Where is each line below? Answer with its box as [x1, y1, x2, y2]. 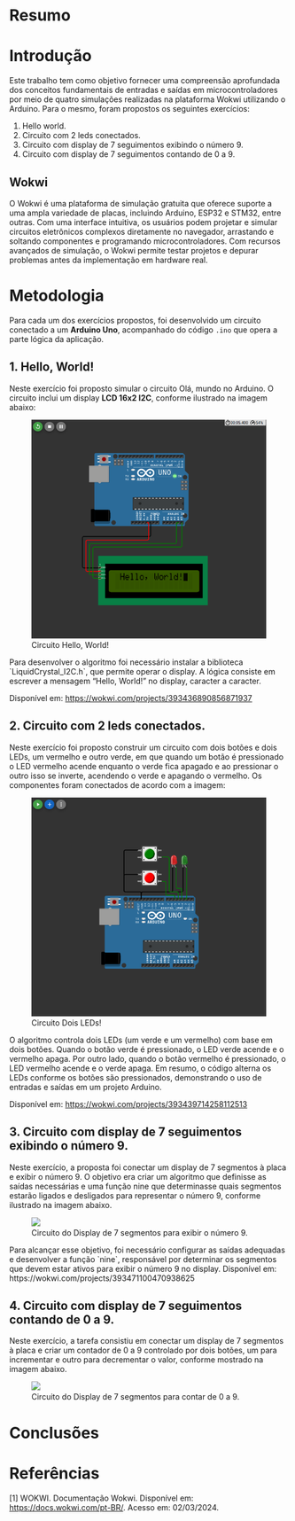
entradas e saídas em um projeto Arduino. [9, 1081, 162, 1092]
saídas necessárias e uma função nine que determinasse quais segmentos [9, 1181, 282, 1191]
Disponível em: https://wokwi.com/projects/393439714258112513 [9, 1098, 248, 1109]
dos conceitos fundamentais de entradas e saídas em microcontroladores [9, 85, 278, 96]
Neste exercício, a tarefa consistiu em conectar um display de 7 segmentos [9, 1336, 284, 1346]
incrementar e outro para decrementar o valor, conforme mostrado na [9, 1354, 264, 1365]
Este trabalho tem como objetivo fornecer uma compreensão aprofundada [9, 75, 281, 86]
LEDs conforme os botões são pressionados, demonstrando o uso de [9, 1072, 262, 1082]
